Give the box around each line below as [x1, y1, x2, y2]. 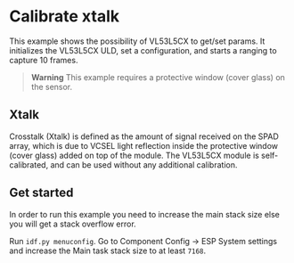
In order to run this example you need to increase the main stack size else [9, 209, 281, 219]
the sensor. [30, 81, 73, 92]
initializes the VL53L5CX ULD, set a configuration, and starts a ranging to [9, 45, 278, 55]
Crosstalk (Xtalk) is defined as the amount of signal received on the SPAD [9, 131, 279, 142]
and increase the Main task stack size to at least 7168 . [9, 245, 207, 256]
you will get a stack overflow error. [9, 218, 136, 229]
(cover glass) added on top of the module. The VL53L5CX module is [9, 150, 260, 160]
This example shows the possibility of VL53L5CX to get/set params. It [9, 36, 265, 46]
